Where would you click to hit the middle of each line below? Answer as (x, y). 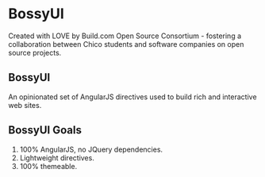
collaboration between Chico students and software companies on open (126, 44)
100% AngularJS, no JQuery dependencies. (91, 149)
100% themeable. (48, 166)
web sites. (25, 105)
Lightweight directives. (57, 158)
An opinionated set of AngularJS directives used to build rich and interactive (132, 97)
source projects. (35, 52)
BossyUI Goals (45, 131)
